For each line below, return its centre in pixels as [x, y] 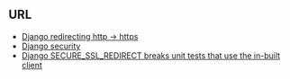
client [32, 65]
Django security [51, 46]
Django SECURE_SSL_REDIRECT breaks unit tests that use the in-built [151, 55]
